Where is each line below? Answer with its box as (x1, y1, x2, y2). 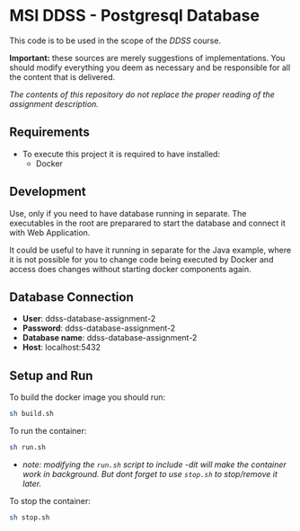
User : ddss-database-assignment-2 (22, 314, 156, 324)
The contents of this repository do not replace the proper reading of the (9, 89, 276, 100)
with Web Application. (9, 226, 91, 238)
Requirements (9, 125, 90, 140)
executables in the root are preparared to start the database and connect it (9, 217, 286, 228)
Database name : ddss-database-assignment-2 (22, 332, 198, 343)
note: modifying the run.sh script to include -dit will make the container (22, 459, 287, 470)
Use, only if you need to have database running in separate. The (9, 208, 247, 218)
